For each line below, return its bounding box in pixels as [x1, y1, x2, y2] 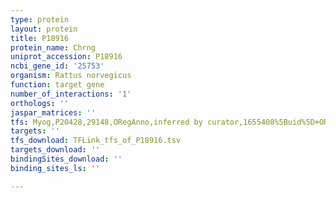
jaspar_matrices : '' [10, 107, 97, 118]
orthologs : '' [10, 98, 70, 108]
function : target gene [10, 80, 105, 90]
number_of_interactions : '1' [10, 89, 132, 99]
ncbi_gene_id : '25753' [10, 61, 105, 71]
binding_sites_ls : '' [10, 163, 101, 173]
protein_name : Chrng [10, 42, 97, 53]
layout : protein [10, 24, 78, 34]
